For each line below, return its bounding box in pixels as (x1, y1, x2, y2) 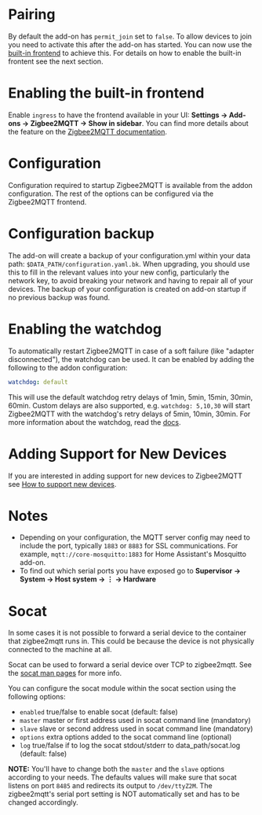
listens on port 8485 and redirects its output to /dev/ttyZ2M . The (8, 781, 213, 791)
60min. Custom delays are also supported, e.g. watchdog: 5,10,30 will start (8, 400, 251, 410)
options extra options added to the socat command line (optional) (19, 732, 232, 742)
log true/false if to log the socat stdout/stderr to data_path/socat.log (19, 741, 241, 750)
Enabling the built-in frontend (8, 84, 205, 102)
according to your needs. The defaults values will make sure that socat (8, 773, 237, 782)
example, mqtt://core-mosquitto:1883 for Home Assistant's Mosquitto (19, 549, 247, 559)
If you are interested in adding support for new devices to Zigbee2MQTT (8, 470, 243, 481)
